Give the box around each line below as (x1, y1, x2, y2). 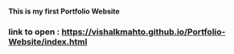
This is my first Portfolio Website (8, 6, 121, 16)
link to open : (8, 26, 60, 37)
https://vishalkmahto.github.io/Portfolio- (61, 26, 226, 37)
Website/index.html (8, 36, 88, 47)
